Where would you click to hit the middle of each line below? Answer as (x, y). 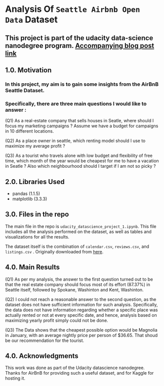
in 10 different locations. (30, 131)
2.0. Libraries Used (35, 182)
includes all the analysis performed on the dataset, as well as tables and (78, 232)
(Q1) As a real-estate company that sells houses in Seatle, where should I (80, 121)
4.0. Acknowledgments (42, 356)
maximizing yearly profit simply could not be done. (57, 320)
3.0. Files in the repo (37, 215)
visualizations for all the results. (37, 237)
